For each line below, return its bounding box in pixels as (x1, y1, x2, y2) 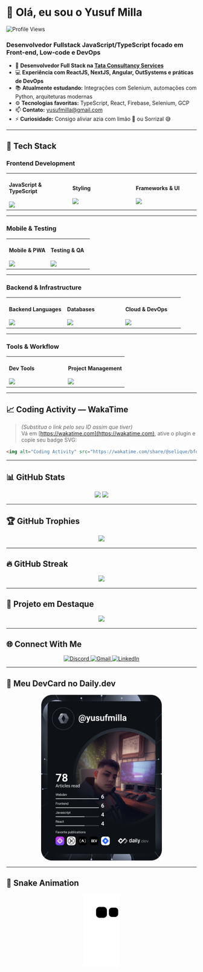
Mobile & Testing (6, 224, 57, 233)
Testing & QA (50, 246, 85, 254)
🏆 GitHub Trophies (6, 516, 80, 526)
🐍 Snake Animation (6, 878, 80, 888)
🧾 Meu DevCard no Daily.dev (6, 678, 116, 689)
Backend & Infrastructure (6, 283, 82, 292)
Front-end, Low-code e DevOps (6, 48, 101, 56)
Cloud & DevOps (125, 305, 168, 312)
